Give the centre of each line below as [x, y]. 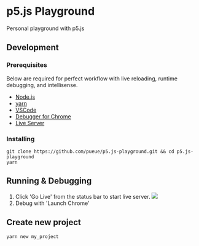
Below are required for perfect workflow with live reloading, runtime [92, 79]
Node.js [25, 97]
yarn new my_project [33, 236]
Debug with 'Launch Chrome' [53, 203]
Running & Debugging [49, 181]
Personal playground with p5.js [45, 28]
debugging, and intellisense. [42, 85]
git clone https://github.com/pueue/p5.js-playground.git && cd [90, 152]
